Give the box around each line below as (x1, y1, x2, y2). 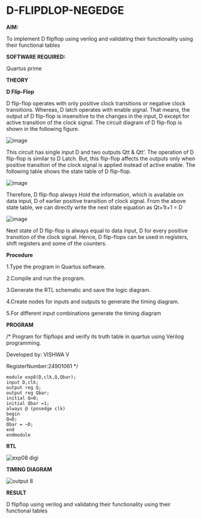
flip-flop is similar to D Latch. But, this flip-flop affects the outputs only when (6, 154, 196, 162)
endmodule (6, 432, 31, 438)
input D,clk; (6, 379, 39, 385)
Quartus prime (6, 64, 42, 72)
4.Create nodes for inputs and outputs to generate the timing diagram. (6, 298, 179, 305)
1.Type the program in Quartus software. (6, 263, 106, 270)
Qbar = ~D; (6, 421, 34, 427)
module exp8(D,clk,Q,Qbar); (6, 374, 77, 380)
